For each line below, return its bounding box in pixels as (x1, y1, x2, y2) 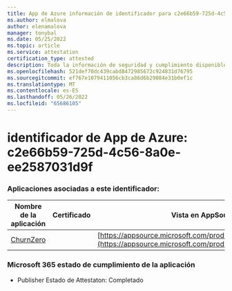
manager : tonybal (7, 29, 57, 37)
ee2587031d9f (7, 160, 93, 175)
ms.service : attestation (7, 49, 79, 56)
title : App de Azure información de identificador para (7, 10, 171, 17)
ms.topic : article (7, 42, 60, 49)
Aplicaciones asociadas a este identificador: (7, 184, 160, 194)
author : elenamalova (7, 23, 67, 30)
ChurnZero (10, 235, 46, 245)
